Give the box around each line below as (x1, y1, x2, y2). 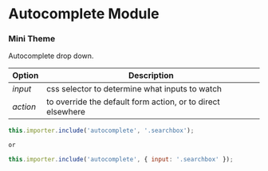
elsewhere (46, 107, 86, 118)
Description (128, 70, 174, 81)
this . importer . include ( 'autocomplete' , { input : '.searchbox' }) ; (8, 156, 234, 164)
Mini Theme (8, 33, 56, 45)
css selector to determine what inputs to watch (46, 84, 222, 95)
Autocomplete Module (8, 5, 160, 23)
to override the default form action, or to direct (46, 96, 221, 107)
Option (12, 70, 39, 81)
